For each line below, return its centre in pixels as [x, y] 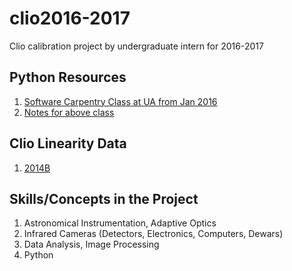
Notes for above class [69, 112]
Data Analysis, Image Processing [91, 244]
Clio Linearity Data [68, 143]
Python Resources [68, 77]
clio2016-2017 [70, 18]
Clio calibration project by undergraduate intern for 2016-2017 [136, 46]
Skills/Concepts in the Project [104, 198]
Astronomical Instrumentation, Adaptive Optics [120, 223]
